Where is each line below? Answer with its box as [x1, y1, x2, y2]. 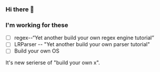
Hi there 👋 [5, 5, 35, 13]
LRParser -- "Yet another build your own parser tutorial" [14, 41, 151, 48]
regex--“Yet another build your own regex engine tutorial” [14, 35, 155, 42]
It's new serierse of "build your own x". [5, 59, 100, 66]
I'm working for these [5, 20, 68, 29]
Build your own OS [14, 47, 60, 54]
